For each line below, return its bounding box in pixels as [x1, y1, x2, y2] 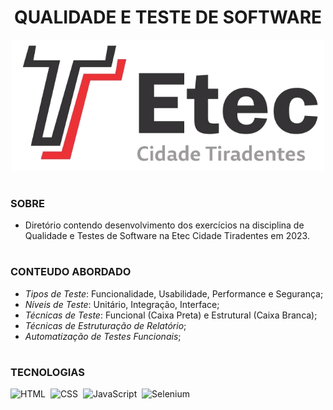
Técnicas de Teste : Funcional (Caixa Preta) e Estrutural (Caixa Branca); [24, 309, 318, 321]
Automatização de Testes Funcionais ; [24, 330, 182, 342]
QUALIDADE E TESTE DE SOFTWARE [13, 6, 323, 29]
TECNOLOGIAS [10, 366, 85, 380]
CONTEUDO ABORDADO [10, 265, 132, 279]
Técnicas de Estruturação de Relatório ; [24, 319, 187, 331]
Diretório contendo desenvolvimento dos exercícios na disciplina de [24, 219, 305, 231]
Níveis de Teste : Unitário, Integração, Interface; [24, 298, 220, 310]
